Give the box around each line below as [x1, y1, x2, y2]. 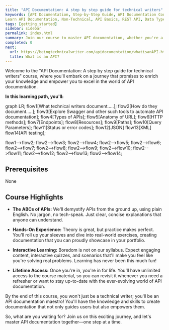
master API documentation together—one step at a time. [5, 319, 122, 324]
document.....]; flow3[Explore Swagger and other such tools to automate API [5, 108, 163, 115]
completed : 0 [5, 40, 33, 45]
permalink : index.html [5, 31, 53, 36]
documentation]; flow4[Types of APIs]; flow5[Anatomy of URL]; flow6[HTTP [5, 114, 163, 120]
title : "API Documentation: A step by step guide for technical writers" [5, 7, 163, 13]
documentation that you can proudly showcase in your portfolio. [12, 237, 146, 243]
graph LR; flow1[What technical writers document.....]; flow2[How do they [5, 103, 157, 109]
